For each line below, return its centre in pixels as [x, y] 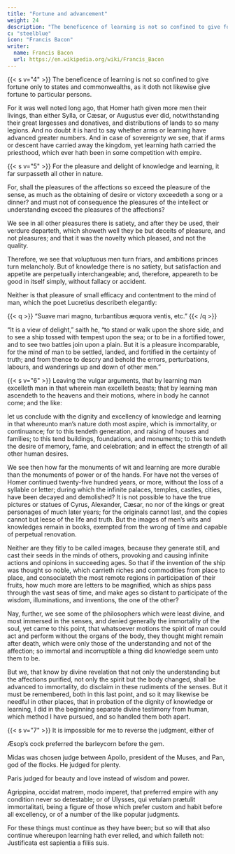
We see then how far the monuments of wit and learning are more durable [114, 467]
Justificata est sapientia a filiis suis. [58, 843]
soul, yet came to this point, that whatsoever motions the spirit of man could [117, 628]
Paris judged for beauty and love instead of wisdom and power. [99, 778]
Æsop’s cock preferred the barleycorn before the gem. [86, 743]
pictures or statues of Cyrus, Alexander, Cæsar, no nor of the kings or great [116, 504]
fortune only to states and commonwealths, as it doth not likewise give [109, 87]
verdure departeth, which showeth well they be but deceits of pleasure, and [116, 230]
